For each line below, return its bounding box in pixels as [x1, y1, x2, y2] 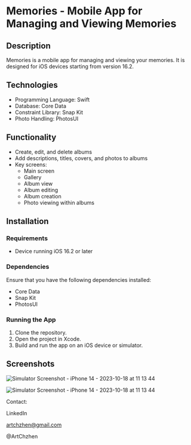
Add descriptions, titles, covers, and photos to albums [14, 154, 148, 162]
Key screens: [14, 161, 47, 168]
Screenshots [6, 359, 55, 369]
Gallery [23, 173, 42, 180]
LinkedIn [6, 409, 27, 416]
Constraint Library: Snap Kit [14, 109, 84, 116]
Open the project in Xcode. [14, 335, 82, 342]
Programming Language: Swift [14, 96, 90, 103]
